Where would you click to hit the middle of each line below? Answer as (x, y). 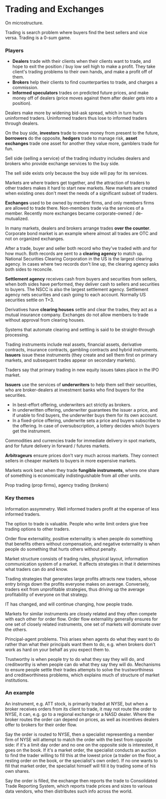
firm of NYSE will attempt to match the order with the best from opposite (79, 739)
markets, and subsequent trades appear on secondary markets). (71, 360)
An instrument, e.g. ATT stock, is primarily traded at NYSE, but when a (77, 704)
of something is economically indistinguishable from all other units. (73, 475)
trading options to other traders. (38, 529)
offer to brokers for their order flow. (41, 725)
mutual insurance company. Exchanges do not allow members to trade (77, 315)
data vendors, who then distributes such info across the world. (69, 791)
